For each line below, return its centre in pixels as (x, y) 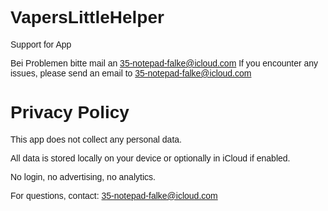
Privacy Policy (70, 112)
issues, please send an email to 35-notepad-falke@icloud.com (131, 73)
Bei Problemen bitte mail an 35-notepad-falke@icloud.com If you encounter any (164, 63)
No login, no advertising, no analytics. (83, 176)
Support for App (41, 44)
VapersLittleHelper (87, 17)
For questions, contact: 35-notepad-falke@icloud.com (114, 195)
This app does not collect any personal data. (96, 139)
